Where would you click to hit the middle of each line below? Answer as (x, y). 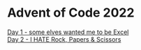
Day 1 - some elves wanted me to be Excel (68, 32)
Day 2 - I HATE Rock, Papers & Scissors (64, 39)
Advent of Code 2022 (71, 13)
